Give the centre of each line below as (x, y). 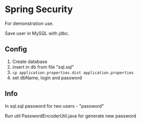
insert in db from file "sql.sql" (43, 67)
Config (16, 49)
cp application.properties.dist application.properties (73, 73)
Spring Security (39, 9)
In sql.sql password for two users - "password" (54, 106)
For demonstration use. (29, 23)
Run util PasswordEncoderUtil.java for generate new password (70, 116)
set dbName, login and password (47, 78)
